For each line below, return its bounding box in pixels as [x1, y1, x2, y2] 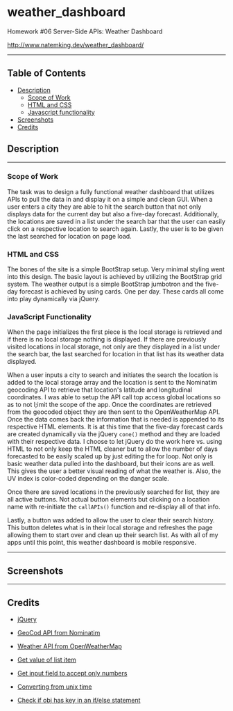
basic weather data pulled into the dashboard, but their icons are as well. [7, 460, 215, 468]
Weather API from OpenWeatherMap [17, 642, 123, 650]
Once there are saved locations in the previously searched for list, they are [7, 488, 221, 496]
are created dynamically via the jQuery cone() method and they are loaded [7, 430, 221, 438]
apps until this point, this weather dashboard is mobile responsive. [7, 538, 196, 547]
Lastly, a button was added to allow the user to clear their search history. [7, 516, 215, 525]
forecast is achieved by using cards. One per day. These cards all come [19, 287, 224, 296]
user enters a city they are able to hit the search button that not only [7, 202, 202, 211]
